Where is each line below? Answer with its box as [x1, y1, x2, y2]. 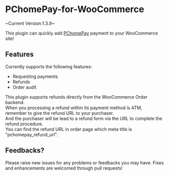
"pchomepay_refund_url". [5, 131, 58, 138]
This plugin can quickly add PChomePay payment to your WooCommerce [5, 30, 158, 36]
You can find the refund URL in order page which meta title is [5, 126, 132, 132]
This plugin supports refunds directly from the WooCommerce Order [5, 94, 148, 100]
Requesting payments [12, 73, 58, 79]
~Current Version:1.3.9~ [5, 20, 55, 26]
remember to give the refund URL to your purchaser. [5, 110, 115, 116]
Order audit [12, 84, 37, 90]
